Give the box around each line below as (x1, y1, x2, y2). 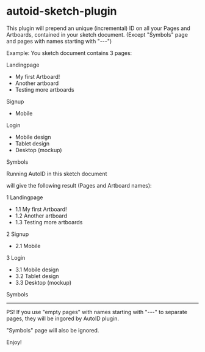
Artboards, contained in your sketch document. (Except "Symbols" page (6, 31, 188, 38)
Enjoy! (6, 338, 23, 346)
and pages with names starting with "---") (6, 37, 112, 45)
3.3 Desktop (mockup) (15, 279, 72, 286)
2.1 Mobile (15, 242, 41, 249)
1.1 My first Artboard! (15, 205, 67, 213)
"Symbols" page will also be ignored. (6, 326, 99, 334)
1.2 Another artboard (15, 212, 68, 219)
